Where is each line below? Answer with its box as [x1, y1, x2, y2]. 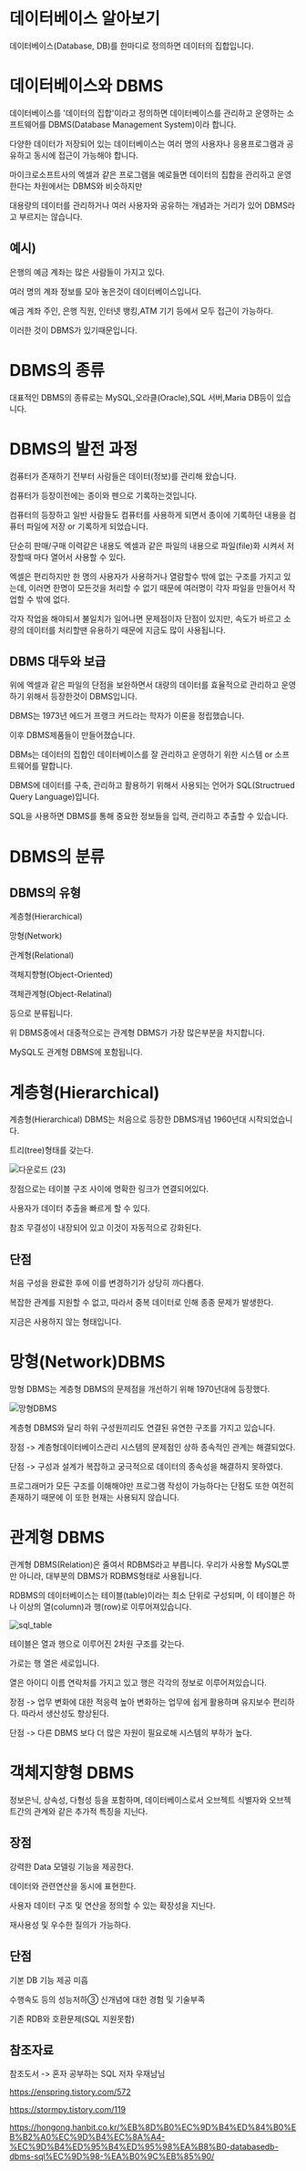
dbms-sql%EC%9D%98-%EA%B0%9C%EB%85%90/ [9, 2151, 215, 2162]
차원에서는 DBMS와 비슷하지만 [33, 180, 143, 192]
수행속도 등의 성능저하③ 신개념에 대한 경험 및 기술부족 [9, 1994, 206, 2005]
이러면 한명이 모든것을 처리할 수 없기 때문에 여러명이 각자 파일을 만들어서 [28, 582, 287, 593]
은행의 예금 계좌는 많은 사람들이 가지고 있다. [9, 266, 166, 277]
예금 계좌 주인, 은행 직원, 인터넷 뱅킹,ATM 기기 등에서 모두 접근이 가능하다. [9, 305, 274, 316]
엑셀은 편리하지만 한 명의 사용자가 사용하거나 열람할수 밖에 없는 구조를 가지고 [9, 571, 282, 582]
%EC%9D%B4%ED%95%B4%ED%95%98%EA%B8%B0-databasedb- [9, 2141, 280, 2153]
